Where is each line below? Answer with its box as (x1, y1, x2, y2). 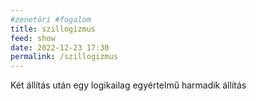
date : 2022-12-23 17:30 (10, 42, 110, 53)
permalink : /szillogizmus (10, 52, 118, 62)
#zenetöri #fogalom (10, 14, 92, 25)
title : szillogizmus (10, 24, 97, 34)
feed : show (10, 33, 56, 43)
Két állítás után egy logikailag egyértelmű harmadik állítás (10, 79, 247, 91)
